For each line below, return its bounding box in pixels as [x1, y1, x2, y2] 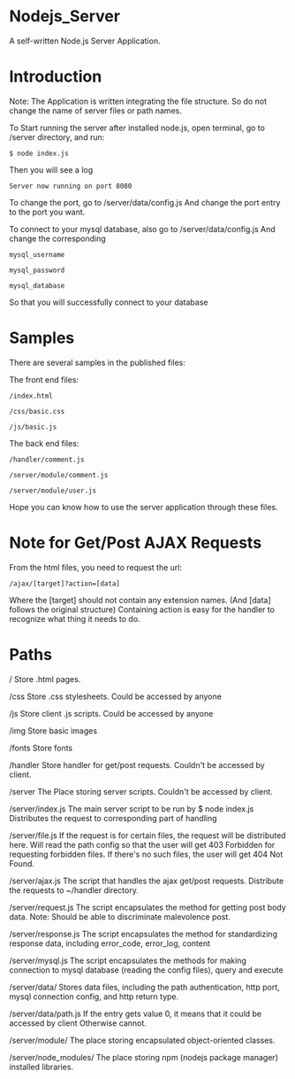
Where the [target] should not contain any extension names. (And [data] [9, 594, 271, 605]
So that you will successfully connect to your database [9, 297, 208, 307]
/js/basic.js [9, 423, 57, 431]
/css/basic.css [9, 407, 65, 415]
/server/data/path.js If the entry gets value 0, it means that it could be [9, 1008, 262, 1019]
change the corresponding [9, 233, 106, 244]
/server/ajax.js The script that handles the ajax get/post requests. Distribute [9, 875, 284, 886]
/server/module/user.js [9, 485, 97, 495]
